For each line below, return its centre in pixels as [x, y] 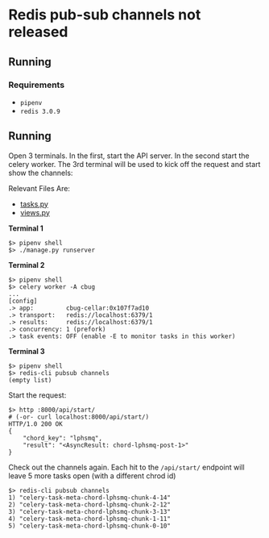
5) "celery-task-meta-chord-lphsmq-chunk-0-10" [90, 526]
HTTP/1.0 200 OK [35, 424]
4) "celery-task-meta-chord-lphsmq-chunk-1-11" [90, 519]
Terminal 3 [27, 351]
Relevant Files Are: [39, 188]
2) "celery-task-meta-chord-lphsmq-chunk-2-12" [90, 505]
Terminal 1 [26, 228]
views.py [35, 212]
